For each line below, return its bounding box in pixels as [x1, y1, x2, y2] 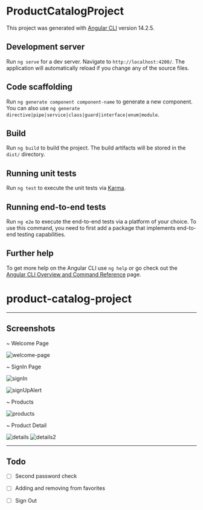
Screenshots [6, 324, 56, 334]
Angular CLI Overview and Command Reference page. [6, 270, 141, 278]
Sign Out [14, 497, 37, 504]
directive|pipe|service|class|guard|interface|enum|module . [6, 111, 159, 118]
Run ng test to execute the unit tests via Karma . [6, 185, 126, 192]
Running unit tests [6, 168, 77, 178]
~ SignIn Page [6, 363, 41, 370]
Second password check [14, 472, 77, 480]
